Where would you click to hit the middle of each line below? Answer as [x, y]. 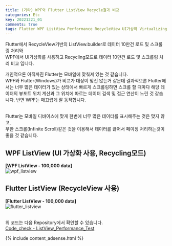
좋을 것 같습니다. [22, 136]
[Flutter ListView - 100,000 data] [41, 201]
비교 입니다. [22, 63]
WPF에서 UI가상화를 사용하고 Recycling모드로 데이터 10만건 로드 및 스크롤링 [82, 57]
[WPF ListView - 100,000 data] [39, 165]
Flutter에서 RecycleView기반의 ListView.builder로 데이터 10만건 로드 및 [77, 44]
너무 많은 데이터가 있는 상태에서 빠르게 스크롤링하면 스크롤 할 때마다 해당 [87, 87]
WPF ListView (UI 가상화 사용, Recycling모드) [76, 153]
